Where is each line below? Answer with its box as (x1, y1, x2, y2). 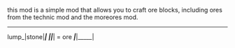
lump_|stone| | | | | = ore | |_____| (7, 33, 94, 40)
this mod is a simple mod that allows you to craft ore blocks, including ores (7, 6, 222, 14)
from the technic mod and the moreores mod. (7, 13, 138, 21)
